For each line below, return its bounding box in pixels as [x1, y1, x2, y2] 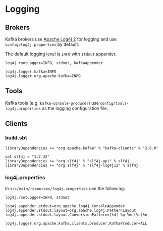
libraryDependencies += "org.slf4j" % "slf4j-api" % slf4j [5, 158, 130, 163]
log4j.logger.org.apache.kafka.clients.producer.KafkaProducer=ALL [5, 221, 148, 226]
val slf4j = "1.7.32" [5, 154, 50, 159]
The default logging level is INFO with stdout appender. [5, 51, 117, 57]
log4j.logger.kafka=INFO [5, 69, 56, 74]
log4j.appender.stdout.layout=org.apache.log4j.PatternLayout [5, 208, 136, 213]
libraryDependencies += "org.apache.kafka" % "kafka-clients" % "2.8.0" [5, 146, 159, 151]
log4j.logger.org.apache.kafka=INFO [5, 74, 81, 78]
